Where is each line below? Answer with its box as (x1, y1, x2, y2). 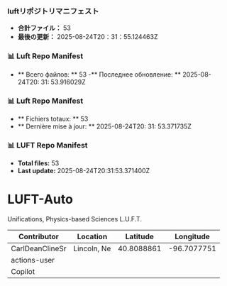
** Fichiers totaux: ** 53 (17, 114, 89, 123)
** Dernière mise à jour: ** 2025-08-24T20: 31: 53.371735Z (17, 122, 192, 131)
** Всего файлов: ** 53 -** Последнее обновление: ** (17, 70, 182, 79)
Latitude (125, 232, 155, 242)
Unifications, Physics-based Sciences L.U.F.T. (7, 215, 142, 224)
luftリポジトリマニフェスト (7, 6, 99, 16)
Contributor (18, 232, 59, 242)
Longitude (175, 232, 211, 242)
